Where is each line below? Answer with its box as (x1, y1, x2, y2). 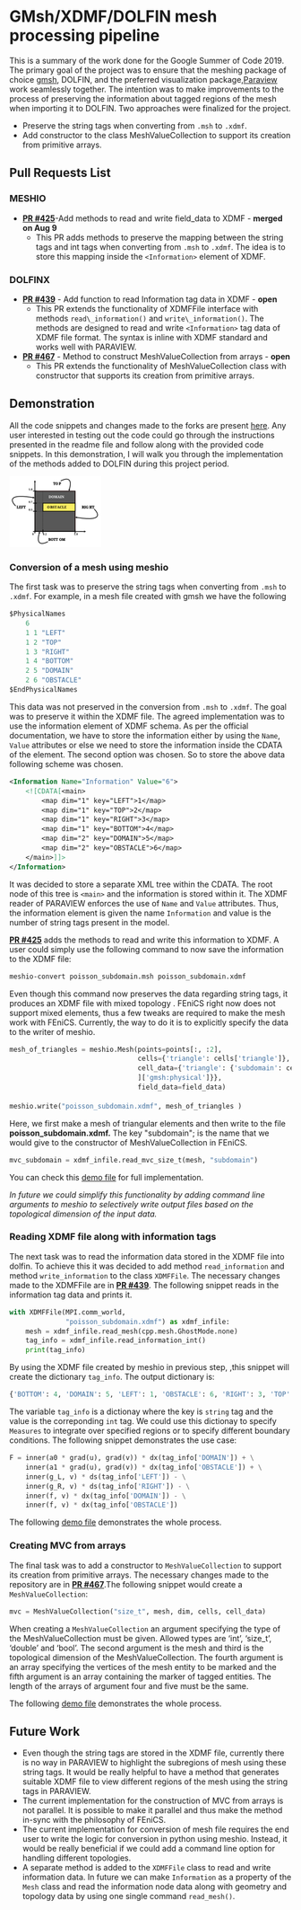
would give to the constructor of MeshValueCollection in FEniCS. (9, 1136, 248, 1147)
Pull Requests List (9, 165, 111, 181)
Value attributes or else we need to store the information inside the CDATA (9, 739, 283, 750)
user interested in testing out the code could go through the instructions (9, 429, 275, 440)
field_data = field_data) (137, 1083, 227, 1092)
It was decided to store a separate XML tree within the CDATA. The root (9, 879, 273, 889)
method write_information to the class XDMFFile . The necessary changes (9, 1269, 280, 1281)
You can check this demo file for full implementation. (9, 1172, 204, 1182)
